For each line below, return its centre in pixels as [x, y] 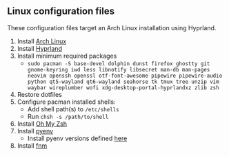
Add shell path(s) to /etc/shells [73, 109]
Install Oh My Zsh [42, 124]
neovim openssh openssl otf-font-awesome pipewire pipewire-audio [125, 76]
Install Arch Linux [42, 41]
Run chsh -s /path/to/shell [68, 116]
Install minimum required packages [67, 56]
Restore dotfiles [39, 94]
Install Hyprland [39, 48]
